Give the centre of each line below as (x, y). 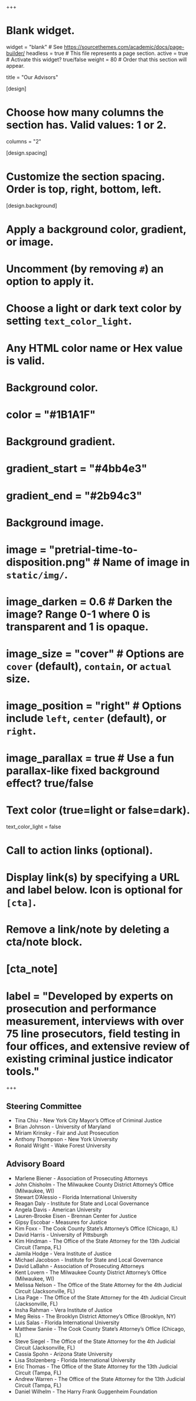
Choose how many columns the (85, 112)
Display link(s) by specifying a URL (93, 877)
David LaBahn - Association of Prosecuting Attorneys (79, 1266)
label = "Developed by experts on (90, 996)
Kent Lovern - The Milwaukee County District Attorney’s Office (91, 1272)
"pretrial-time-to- (94, 549)
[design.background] (32, 205)
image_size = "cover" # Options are (95, 654)
